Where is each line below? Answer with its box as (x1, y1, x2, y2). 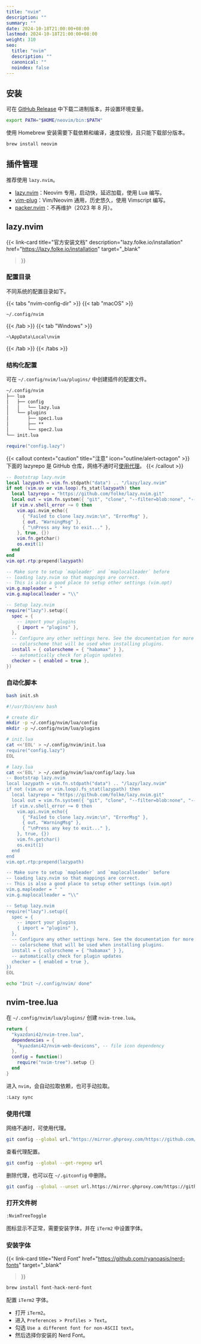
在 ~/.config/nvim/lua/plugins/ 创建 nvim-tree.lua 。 (6, 1014, 139, 1021)
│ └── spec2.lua (6, 427, 63, 433)
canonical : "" (11, 59, 47, 65)
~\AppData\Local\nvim (6, 334, 60, 340)
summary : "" (6, 20, 36, 26)
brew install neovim (6, 141, 58, 147)
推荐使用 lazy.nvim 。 (6, 176, 59, 183)
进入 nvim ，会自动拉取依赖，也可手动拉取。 (6, 1082, 113, 1089)
